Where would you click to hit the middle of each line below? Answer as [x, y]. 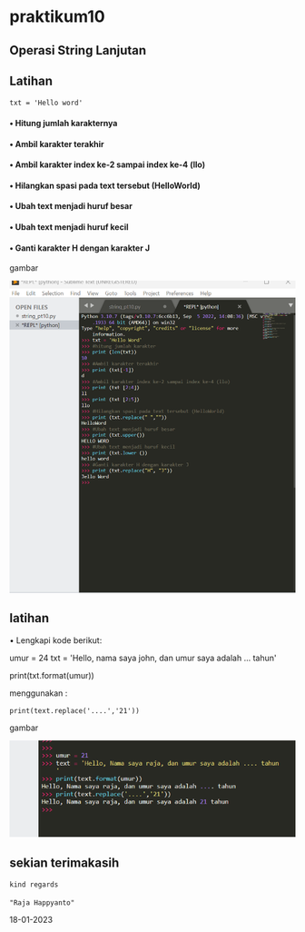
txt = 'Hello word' [46, 103]
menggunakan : [39, 693]
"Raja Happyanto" [42, 902]
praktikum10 [58, 17]
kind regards [34, 884]
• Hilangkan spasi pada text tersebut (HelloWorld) [105, 185]
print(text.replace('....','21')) [75, 710]
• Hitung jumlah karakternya [64, 123]
